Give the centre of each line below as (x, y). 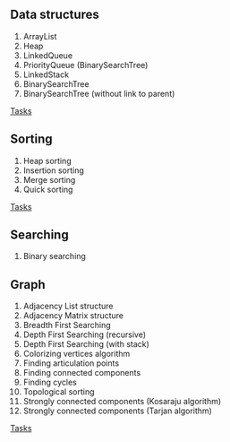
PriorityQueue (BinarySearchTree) (85, 65)
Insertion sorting (53, 170)
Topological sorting (59, 392)
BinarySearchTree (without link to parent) (99, 93)
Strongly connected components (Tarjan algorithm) (118, 411)
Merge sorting (49, 179)
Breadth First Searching (67, 325)
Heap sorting (47, 160)
